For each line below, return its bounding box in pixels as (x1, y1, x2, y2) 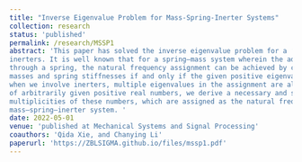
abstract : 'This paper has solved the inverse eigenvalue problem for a (9, 47, 288, 56)
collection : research (9, 22, 91, 31)
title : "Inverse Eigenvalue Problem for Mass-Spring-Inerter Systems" (9, 13, 280, 22)
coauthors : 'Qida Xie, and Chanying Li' (9, 130, 164, 139)
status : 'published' (9, 30, 87, 39)
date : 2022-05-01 (9, 113, 75, 122)
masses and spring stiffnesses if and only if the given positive (9, 72, 263, 81)
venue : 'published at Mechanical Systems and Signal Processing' (9, 122, 259, 131)
